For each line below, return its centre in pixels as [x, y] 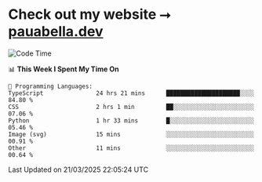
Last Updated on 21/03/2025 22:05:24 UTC [78, 169]
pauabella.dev [56, 32]
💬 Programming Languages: [50, 86]
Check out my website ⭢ [89, 15]
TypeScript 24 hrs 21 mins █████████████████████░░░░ [131, 93]
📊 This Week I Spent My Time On [64, 69]
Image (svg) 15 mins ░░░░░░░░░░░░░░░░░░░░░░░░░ [131, 134]
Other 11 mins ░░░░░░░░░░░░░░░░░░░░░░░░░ [131, 148]
